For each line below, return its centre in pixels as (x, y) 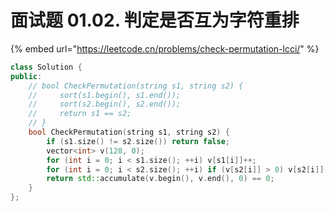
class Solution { (46, 67)
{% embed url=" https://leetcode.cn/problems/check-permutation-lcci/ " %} (165, 48)
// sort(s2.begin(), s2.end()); (105, 104)
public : (26, 76)
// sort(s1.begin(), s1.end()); (105, 95)
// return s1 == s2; (80, 114)
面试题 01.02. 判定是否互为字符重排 (155, 20)
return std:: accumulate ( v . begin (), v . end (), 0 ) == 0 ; (160, 179)
